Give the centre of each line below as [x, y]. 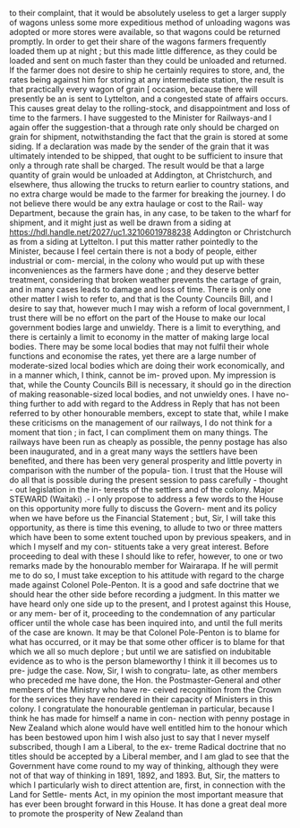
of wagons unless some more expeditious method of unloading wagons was [150, 22]
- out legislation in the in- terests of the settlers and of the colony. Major [142, 489]
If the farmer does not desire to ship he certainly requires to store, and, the [147, 70]
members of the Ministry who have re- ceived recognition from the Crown [146, 689]
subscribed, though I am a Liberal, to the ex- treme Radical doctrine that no [148, 747]
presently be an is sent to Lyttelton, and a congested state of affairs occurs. [149, 99]
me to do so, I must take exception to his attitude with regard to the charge [147, 575]
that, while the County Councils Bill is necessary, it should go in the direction [150, 384]
